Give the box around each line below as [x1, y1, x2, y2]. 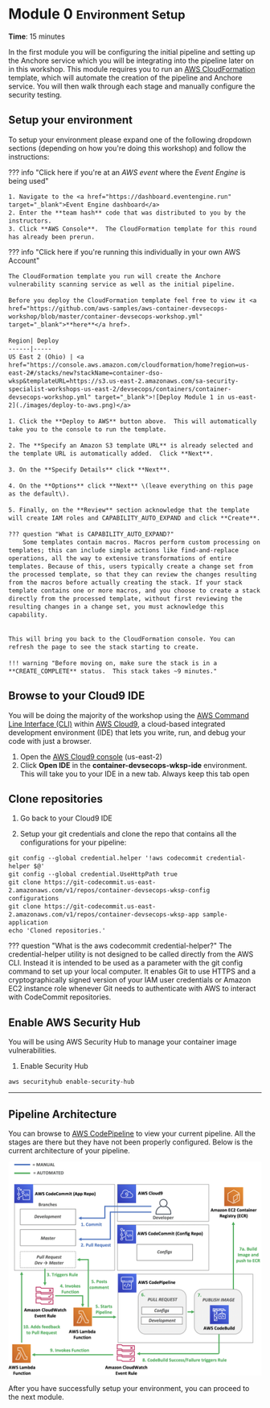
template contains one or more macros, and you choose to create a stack [8, 586, 261, 595]
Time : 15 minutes [8, 31, 66, 41]
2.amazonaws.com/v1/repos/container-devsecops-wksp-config [8, 887, 211, 895]
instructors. [8, 217, 52, 225]
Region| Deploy [8, 336, 59, 345]
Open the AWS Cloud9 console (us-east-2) [19, 751, 163, 762]
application [8, 919, 48, 927]
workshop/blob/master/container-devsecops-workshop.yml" [8, 312, 203, 321]
